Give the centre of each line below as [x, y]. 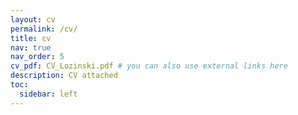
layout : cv [33, 19]
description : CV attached [64, 76]
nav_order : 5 [37, 57]
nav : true [31, 47]
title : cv [31, 38]
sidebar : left [48, 94]
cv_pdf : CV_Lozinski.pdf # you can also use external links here [149, 66]
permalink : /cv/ [44, 29]
